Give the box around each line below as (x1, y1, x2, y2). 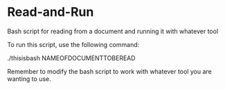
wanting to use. (7, 74, 51, 83)
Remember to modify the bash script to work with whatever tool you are (7, 67, 213, 75)
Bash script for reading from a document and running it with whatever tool (7, 27, 219, 35)
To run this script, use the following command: (7, 40, 140, 48)
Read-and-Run (7, 4, 94, 20)
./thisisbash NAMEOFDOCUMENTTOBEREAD (7, 53, 136, 62)
